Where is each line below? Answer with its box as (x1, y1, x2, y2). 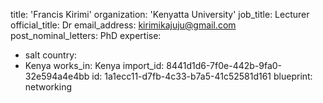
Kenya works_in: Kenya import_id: (24, 60, 165, 71)
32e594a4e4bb (24, 70, 90, 82)
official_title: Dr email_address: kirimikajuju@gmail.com (10, 19, 237, 31)
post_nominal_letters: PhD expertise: (10, 30, 162, 41)
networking (24, 81, 73, 93)
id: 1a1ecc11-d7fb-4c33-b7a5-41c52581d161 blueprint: (91, 70, 313, 82)
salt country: (24, 49, 78, 61)
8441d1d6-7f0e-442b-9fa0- (166, 60, 283, 71)
